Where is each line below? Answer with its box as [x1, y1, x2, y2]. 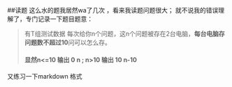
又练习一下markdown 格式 [7, 72, 82, 81]
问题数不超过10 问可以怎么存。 [24, 38, 112, 47]
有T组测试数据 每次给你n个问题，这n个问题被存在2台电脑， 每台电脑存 [24, 30, 225, 38]
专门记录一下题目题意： [25, 15, 93, 23]
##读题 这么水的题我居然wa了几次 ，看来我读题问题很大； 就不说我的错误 [7, 6, 219, 14]
